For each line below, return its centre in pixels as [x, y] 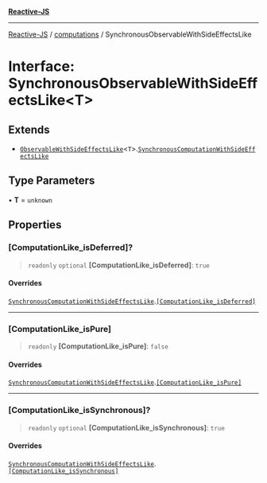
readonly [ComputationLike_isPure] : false [98, 346]
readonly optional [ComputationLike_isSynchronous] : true [126, 427]
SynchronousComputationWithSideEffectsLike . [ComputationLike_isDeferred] [132, 301]
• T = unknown [31, 200]
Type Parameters [52, 181]
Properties [35, 225]
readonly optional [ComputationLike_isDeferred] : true [119, 265]
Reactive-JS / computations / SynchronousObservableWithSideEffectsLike [130, 34]
